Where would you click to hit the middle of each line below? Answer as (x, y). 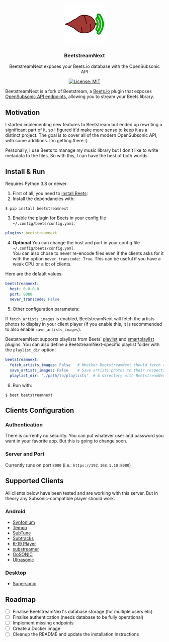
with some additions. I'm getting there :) (47, 141)
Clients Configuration (40, 410)
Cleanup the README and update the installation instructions (76, 634)
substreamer (26, 549)
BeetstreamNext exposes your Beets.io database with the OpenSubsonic (84, 66)
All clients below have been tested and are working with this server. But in (82, 493)
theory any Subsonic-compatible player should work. (60, 498)
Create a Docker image (36, 628)
